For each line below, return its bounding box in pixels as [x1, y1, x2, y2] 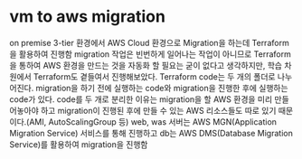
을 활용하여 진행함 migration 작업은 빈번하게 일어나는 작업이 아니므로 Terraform [9, 48, 291, 60]
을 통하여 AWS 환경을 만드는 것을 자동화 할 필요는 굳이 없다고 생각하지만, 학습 [9, 60, 283, 70]
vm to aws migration [9, 6, 165, 27]
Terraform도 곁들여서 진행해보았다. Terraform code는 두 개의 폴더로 [33, 70, 276, 82]
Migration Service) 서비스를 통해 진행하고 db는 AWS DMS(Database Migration [9, 127, 294, 138]
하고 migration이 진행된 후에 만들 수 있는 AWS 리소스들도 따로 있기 [40, 105, 277, 116]
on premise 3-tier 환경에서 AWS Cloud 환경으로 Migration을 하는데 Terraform [9, 37, 289, 48]
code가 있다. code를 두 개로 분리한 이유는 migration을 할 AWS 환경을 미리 [9, 93, 273, 105]
